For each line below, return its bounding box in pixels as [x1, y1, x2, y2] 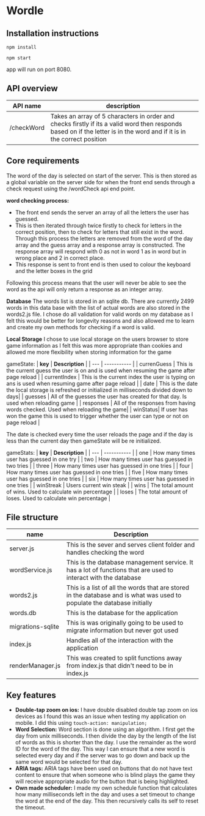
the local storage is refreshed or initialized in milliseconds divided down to [6, 386, 193, 394]
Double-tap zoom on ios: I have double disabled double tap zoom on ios [15, 706, 198, 714]
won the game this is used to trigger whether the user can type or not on [6, 412, 189, 419]
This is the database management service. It [66, 558, 193, 567]
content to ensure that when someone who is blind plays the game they [15, 771, 195, 779]
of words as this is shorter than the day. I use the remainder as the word [15, 739, 196, 746]
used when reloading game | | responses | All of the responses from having [6, 399, 196, 406]
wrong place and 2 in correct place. [15, 254, 105, 261]
